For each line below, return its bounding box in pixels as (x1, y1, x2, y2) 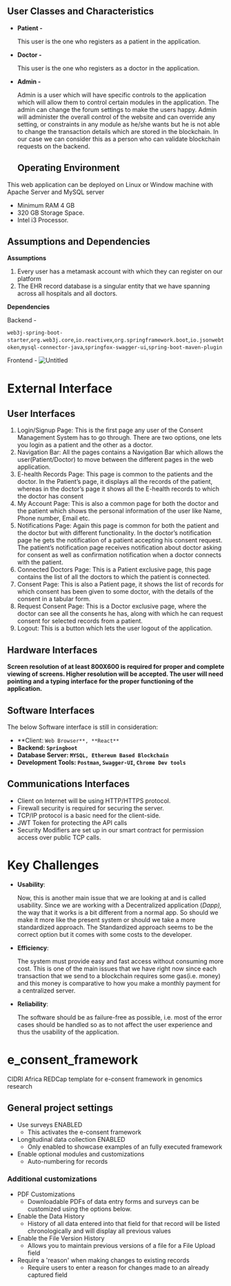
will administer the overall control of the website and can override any (17, 113, 216, 121)
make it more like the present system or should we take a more (17, 915, 196, 924)
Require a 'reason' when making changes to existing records (17, 1256, 190, 1264)
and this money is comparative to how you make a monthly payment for (17, 979, 221, 987)
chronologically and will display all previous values (27, 1227, 171, 1235)
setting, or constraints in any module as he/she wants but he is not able (17, 120, 221, 128)
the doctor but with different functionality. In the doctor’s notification (17, 529, 212, 537)
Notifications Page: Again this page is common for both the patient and (17, 521, 219, 530)
